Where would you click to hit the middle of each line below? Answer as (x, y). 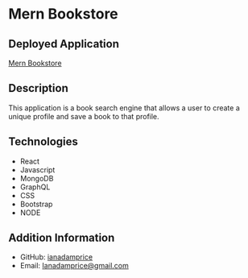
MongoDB (37, 178)
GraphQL (35, 187)
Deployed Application (64, 44)
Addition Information (62, 238)
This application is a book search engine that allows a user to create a (124, 108)
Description (38, 88)
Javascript (37, 169)
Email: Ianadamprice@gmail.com (74, 266)
